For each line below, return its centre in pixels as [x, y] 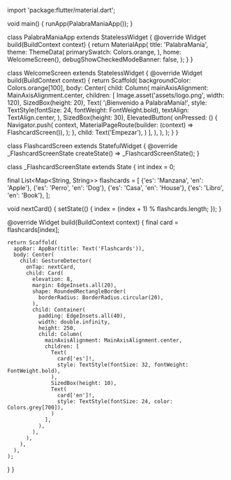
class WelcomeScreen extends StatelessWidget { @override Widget [105, 73]
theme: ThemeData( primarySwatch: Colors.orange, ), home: [94, 52]
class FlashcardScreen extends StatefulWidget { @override [92, 146]
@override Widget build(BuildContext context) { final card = [93, 222]
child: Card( [45, 273]
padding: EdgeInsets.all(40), [82, 316]
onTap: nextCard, [51, 267]
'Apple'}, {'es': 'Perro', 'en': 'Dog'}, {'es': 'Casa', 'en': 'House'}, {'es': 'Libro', [115, 188]
